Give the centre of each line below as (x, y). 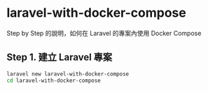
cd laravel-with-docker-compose (54, 80)
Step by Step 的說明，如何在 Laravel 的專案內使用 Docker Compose (104, 33)
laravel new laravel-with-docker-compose (68, 74)
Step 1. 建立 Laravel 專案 (60, 57)
